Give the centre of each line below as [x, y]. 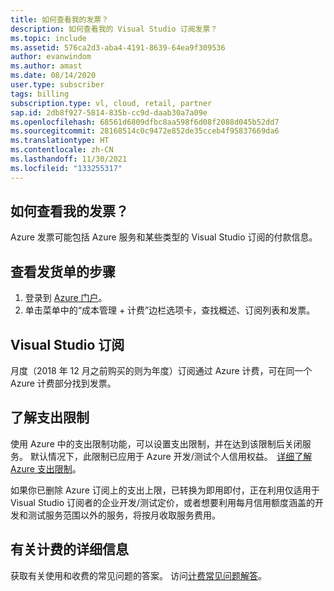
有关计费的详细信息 [69, 549]
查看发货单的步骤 [63, 271]
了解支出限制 [50, 417]
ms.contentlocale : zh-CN [62, 150]
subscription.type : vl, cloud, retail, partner [111, 103]
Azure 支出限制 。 [46, 468]
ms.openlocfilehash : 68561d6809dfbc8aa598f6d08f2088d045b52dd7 [145, 122]
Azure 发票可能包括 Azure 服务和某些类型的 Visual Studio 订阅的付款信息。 [164, 237]
